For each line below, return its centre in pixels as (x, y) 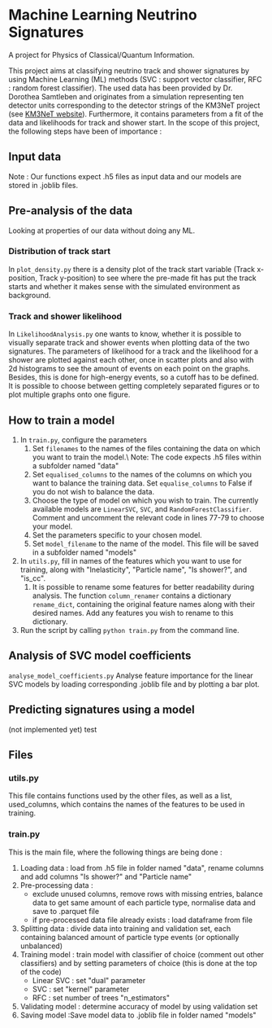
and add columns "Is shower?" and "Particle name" (106, 876)
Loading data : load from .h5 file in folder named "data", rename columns (142, 868)
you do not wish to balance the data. (93, 491)
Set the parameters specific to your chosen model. (117, 534)
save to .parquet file (66, 911)
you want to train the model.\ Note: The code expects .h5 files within (147, 457)
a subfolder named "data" (76, 465)
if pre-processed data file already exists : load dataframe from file (142, 920)
